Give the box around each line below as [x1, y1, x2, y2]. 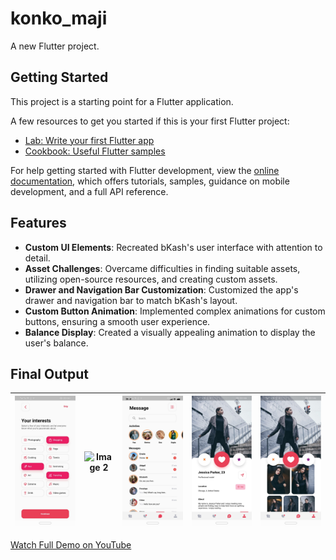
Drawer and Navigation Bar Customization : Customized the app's [24, 283, 299, 296]
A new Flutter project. [10, 40, 100, 52]
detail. [24, 252, 51, 264]
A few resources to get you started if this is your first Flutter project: [10, 115, 290, 127]
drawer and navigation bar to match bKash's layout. [24, 294, 238, 306]
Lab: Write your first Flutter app [24, 134, 155, 146]
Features [10, 215, 67, 232]
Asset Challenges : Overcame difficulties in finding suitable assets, [24, 262, 301, 274]
